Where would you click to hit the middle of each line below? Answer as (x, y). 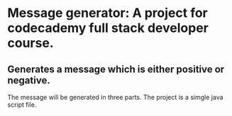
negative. (29, 80)
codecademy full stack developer (108, 28)
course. (31, 43)
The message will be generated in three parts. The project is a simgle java (115, 97)
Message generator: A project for (107, 13)
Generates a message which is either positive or (116, 69)
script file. (22, 105)
